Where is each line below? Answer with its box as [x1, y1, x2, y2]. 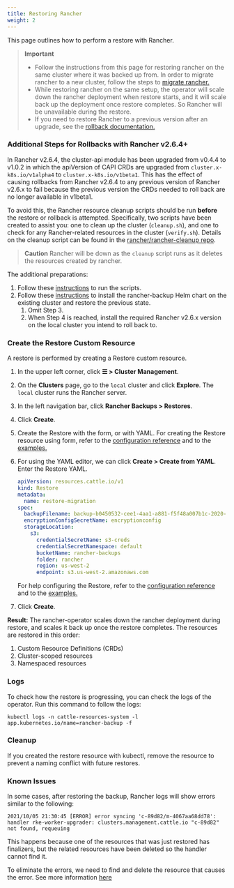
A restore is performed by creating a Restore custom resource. [7, 354, 187, 363]
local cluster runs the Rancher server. [17, 389, 127, 397]
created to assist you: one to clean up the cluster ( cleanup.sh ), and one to [7, 220, 219, 229]
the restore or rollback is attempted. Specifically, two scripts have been [7, 213, 212, 222]
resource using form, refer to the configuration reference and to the [17, 437, 211, 445]
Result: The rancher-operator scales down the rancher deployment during [7, 616, 221, 624]
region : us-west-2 [36, 562, 90, 569]
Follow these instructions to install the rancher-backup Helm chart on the [17, 291, 227, 299]
